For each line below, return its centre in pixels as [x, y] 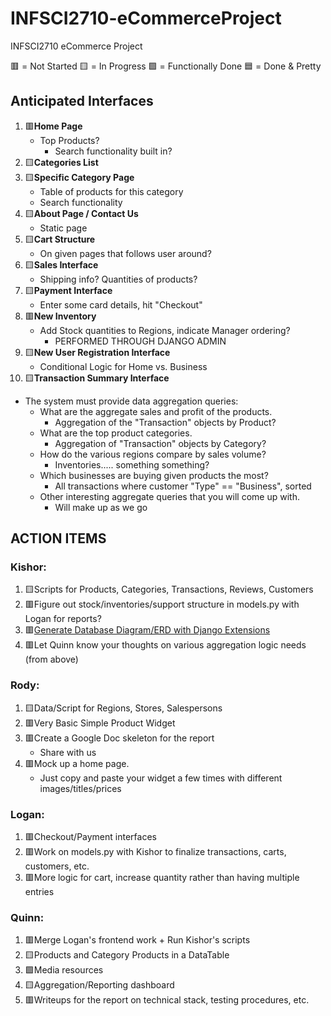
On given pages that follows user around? [125, 253]
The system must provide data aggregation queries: [131, 401]
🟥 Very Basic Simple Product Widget [100, 723]
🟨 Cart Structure [60, 239]
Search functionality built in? [113, 151]
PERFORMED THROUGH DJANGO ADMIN [140, 341]
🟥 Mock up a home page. [77, 763]
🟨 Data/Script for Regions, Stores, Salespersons [123, 708]
